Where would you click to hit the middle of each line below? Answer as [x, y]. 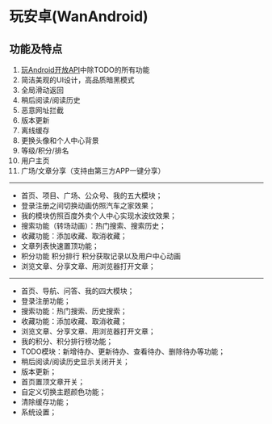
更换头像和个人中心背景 [60, 141]
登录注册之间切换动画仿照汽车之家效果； [88, 206]
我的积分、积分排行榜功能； [67, 341]
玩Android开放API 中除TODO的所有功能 [85, 70]
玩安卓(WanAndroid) [79, 17]
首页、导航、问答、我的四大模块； [77, 291]
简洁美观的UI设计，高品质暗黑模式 [77, 80]
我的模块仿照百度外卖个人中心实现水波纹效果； [98, 216]
